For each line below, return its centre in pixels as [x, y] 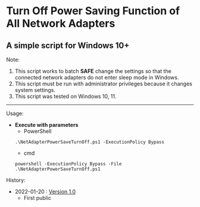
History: [16, 180]
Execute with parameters [46, 125]
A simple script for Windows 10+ [68, 45]
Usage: [15, 113]
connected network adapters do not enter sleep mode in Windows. [97, 77]
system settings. [35, 90]
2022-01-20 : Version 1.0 [45, 192]
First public [37, 198]
